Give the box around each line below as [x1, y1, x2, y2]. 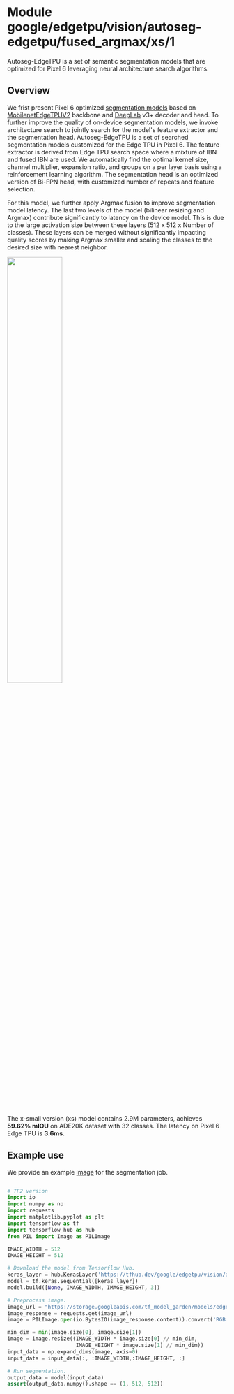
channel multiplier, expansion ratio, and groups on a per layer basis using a [7, 162, 222, 171]
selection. [7, 184, 36, 193]
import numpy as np [7, 1200, 64, 1207]
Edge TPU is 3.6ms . [7, 1129, 65, 1138]
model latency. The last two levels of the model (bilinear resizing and [7, 205, 204, 214]
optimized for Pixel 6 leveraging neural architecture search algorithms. [7, 64, 209, 73]
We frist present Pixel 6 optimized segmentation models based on [7, 103, 196, 112]
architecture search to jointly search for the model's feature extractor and [7, 125, 218, 133]
